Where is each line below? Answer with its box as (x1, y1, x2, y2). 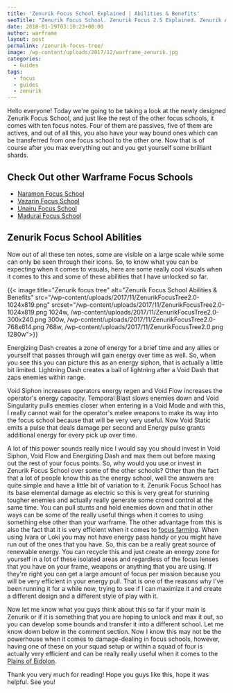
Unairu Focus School (17, 204, 78, 212)
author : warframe (7, 29, 58, 37)
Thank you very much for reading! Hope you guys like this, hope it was (7, 670, 209, 678)
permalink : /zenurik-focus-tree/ (7, 42, 104, 49)
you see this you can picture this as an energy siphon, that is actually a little (7, 358, 223, 367)
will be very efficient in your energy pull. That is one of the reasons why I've (7, 577, 224, 585)
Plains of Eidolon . (7, 657, 57, 665)
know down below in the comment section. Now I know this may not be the (7, 627, 222, 635)
